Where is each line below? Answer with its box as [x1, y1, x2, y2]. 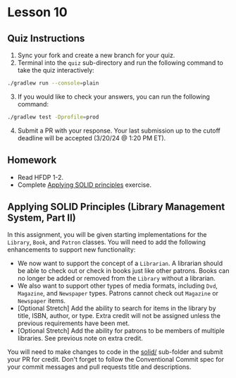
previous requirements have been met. [17, 319, 130, 328]
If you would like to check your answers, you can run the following [17, 92, 210, 101]
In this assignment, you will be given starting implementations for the [7, 231, 207, 239]
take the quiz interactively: [17, 66, 95, 74]
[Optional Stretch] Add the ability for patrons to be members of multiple [17, 327, 225, 335]
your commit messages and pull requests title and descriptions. [7, 362, 192, 371]
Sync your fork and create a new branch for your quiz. [17, 51, 175, 59]
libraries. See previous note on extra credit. [17, 334, 143, 343]
